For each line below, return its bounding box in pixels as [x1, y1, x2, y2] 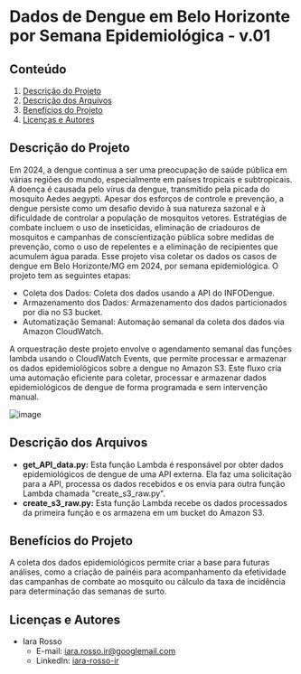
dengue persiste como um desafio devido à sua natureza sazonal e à [9, 202, 267, 213]
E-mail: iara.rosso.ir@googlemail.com [35, 646, 176, 657]
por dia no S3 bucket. [22, 306, 103, 317]
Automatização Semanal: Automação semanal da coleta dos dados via [22, 316, 285, 327]
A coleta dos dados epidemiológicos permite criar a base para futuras [9, 557, 270, 568]
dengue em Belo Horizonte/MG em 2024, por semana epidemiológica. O [9, 260, 278, 271]
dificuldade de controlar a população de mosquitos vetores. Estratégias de [9, 212, 287, 223]
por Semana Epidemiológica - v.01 [9, 25, 271, 46]
